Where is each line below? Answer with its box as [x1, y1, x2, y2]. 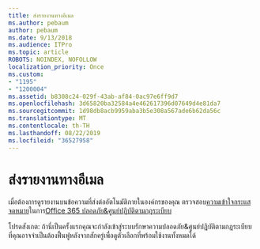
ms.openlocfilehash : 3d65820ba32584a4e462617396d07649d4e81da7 [8, 100, 221, 108]
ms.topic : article [8, 48, 69, 56]
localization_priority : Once [8, 63, 104, 71]
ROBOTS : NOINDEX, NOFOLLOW [8, 56, 97, 64]
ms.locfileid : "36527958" [8, 136, 93, 145]
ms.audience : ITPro [8, 41, 73, 49]
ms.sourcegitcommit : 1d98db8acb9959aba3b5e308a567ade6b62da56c [8, 108, 221, 115]
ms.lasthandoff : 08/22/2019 [8, 129, 101, 137]
